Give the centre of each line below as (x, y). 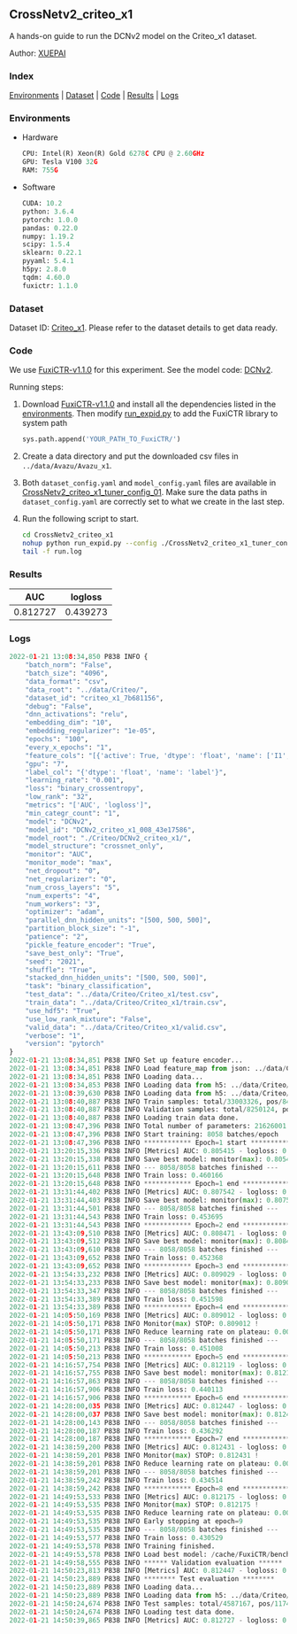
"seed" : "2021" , (55, 961)
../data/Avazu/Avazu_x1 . (67, 466)
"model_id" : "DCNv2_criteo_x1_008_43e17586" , (110, 830)
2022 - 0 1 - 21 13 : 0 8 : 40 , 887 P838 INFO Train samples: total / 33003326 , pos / (146, 1102)
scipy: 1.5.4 (46, 244)
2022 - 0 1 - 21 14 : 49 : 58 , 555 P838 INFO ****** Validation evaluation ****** (146, 1562)
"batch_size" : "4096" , (67, 674)
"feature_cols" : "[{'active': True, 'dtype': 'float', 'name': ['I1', (158, 755)
